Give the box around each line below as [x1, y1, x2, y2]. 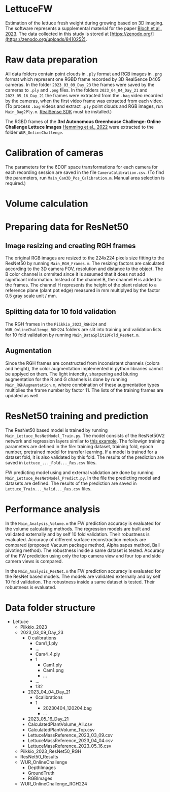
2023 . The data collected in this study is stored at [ [5, 31, 112, 37]
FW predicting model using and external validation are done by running [5, 469, 154, 476]
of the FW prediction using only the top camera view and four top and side [5, 552, 161, 559]
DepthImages [27, 765, 56, 771]
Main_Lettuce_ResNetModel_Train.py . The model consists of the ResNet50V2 [5, 432, 165, 438]
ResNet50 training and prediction [5, 410, 149, 422]
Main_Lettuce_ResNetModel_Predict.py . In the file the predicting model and [5, 475, 161, 481]
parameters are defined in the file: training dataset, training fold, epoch [5, 443, 153, 449]
